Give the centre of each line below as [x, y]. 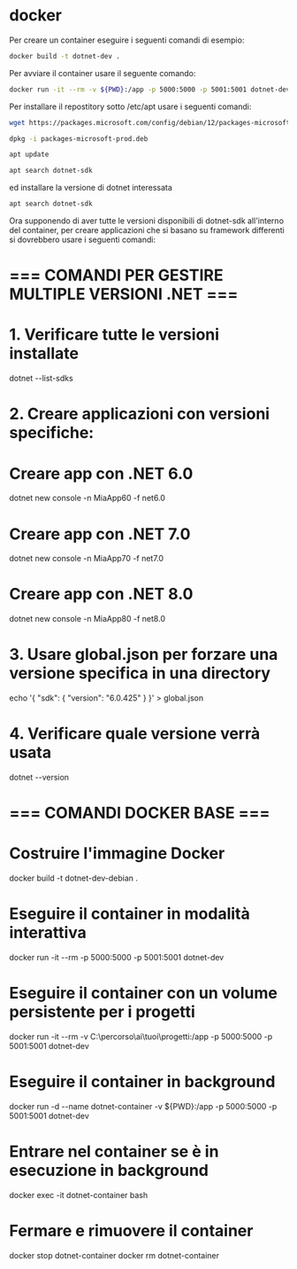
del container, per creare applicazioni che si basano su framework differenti [147, 231]
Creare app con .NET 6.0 [101, 473]
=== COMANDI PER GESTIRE [116, 275]
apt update [29, 155]
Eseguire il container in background [142, 1082]
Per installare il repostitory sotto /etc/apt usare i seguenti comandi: [130, 106]
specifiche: [52, 433]
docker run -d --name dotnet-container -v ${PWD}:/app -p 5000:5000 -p [143, 1106]
